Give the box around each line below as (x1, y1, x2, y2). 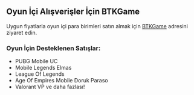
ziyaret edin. (6, 29, 37, 36)
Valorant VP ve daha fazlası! (15, 83, 85, 91)
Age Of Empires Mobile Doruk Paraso (15, 77, 109, 84)
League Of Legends (15, 70, 65, 78)
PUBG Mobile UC (15, 58, 58, 65)
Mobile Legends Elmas (15, 64, 72, 72)
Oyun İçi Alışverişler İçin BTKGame (6, 7, 140, 17)
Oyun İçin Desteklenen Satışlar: (6, 44, 101, 52)
